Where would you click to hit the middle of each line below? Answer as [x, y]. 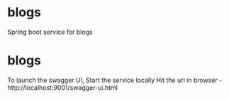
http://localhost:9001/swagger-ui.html [63, 87]
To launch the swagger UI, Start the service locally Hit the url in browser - [115, 80]
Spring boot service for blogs [50, 32]
